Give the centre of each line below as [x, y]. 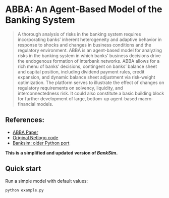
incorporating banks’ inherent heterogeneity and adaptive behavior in [90, 39]
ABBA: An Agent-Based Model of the [84, 9]
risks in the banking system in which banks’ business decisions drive [89, 55]
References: [25, 120]
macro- [146, 98]
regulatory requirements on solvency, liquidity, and [70, 88]
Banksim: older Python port [41, 143]
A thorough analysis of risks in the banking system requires [79, 34]
